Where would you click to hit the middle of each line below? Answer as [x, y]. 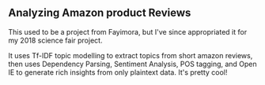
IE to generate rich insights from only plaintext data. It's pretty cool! [118, 72]
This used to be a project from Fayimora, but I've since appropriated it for [128, 31]
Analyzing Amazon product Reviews [100, 13]
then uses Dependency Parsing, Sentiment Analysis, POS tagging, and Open [132, 64]
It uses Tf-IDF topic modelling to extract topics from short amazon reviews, [131, 55]
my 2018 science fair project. [55, 40]
